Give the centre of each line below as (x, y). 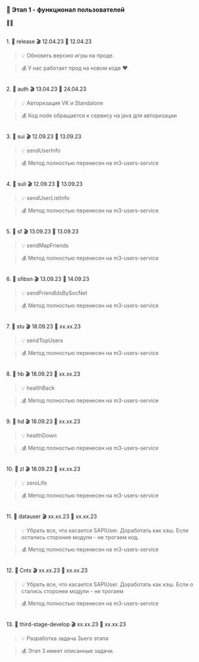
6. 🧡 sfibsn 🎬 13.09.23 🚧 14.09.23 (48, 279)
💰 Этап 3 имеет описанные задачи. (67, 651)
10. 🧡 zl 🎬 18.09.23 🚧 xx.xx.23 (43, 469)
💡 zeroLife (34, 483)
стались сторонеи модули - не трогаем (72, 591)
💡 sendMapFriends (45, 246)
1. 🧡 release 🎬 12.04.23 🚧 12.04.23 (49, 41)
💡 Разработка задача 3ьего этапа (65, 638)
